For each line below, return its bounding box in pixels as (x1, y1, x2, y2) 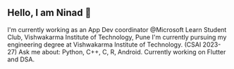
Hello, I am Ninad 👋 (7, 7, 92, 19)
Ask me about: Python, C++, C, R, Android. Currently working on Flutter (18, 47, 226, 56)
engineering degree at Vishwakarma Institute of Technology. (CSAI (7, 40, 202, 49)
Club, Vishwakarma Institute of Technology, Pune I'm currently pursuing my (7, 33, 227, 41)
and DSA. (7, 55, 35, 63)
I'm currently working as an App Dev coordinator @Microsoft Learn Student (7, 25, 227, 33)
